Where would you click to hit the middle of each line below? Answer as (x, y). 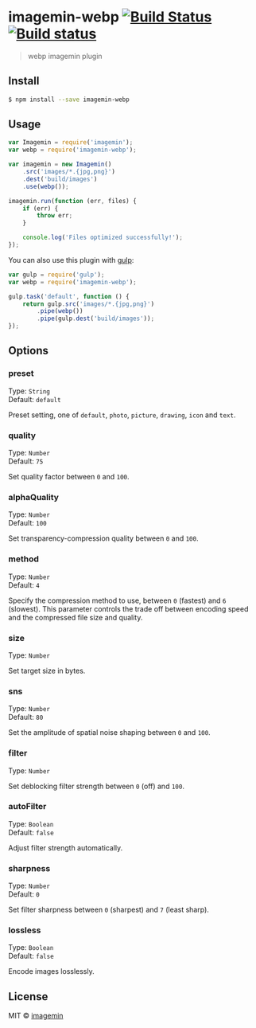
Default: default (35, 399)
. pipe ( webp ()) (60, 311)
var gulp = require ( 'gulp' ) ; (56, 275)
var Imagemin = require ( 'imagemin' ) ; (71, 143)
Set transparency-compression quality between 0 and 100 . (103, 538)
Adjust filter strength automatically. (66, 847)
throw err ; (55, 216)
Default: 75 (26, 461)
